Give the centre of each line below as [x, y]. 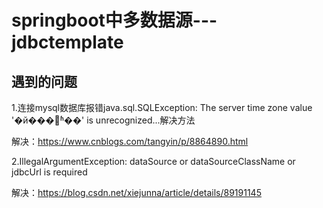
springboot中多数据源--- [114, 20]
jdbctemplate [67, 42]
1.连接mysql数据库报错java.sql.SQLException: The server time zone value [162, 107]
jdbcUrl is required [49, 172]
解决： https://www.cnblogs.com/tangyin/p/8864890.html [130, 141]
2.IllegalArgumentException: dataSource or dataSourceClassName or [153, 161]
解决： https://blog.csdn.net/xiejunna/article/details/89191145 [136, 192]
